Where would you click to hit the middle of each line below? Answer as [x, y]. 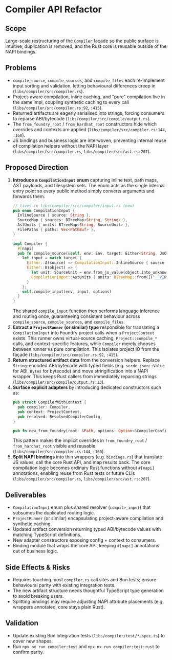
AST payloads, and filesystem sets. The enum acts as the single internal [89, 185]
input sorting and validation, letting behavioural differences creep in [84, 85]
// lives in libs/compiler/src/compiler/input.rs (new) [73, 206]
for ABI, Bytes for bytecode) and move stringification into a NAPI [80, 371]
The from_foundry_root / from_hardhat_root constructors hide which [85, 124]
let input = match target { [52, 258]
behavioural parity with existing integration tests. [64, 585]
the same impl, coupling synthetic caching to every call [71, 102]
